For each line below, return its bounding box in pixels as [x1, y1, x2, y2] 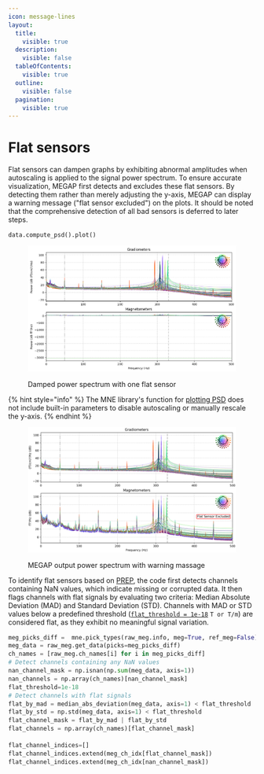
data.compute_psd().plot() [8, 231, 97, 239]
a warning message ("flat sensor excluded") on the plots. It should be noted [8, 198, 254, 208]
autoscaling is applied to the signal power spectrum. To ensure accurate [8, 173, 242, 182]
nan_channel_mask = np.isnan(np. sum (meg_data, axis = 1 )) [8, 667, 195, 675]
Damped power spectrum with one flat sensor [27, 380, 177, 389]
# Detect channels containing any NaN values [8, 658, 159, 666]
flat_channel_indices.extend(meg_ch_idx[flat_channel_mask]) [8, 750, 213, 757]
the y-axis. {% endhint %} [8, 411, 92, 421]
